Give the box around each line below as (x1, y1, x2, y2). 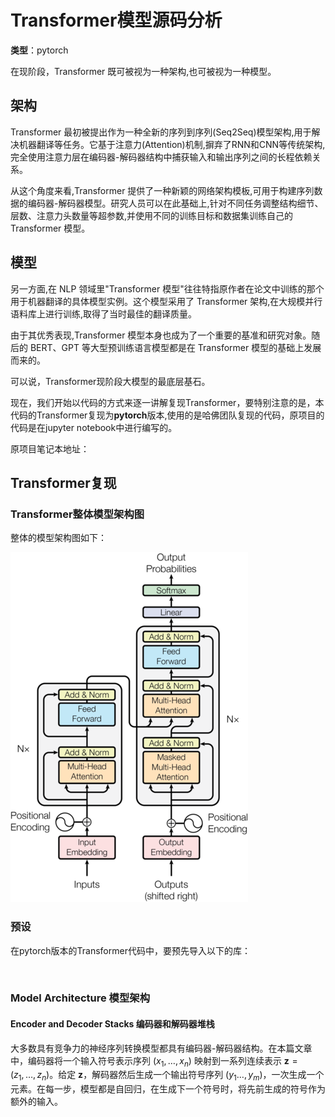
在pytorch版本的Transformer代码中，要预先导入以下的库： (10, 944, 251, 956)
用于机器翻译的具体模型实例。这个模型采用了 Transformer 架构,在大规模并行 (10, 295, 323, 307)
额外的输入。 (10, 1096, 63, 1108)
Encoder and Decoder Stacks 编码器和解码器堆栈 (10, 1017, 215, 1030)
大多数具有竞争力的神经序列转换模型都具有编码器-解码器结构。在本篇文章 (10, 1042, 313, 1054)
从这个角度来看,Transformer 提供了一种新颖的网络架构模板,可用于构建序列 (10, 184, 315, 196)
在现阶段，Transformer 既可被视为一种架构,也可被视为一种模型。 (10, 65, 277, 77)
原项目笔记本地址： (10, 442, 90, 455)
